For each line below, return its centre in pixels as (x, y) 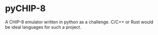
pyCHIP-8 (25, 9)
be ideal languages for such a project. (43, 27)
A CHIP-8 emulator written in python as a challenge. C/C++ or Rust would (79, 22)
